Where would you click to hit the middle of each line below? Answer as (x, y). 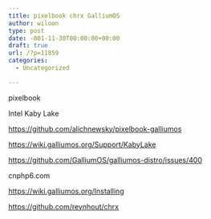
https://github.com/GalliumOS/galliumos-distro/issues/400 (105, 160)
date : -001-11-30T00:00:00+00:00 (64, 38)
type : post (26, 30)
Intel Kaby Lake (34, 113)
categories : (28, 61)
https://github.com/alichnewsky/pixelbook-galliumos (95, 128)
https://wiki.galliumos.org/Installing (66, 191)
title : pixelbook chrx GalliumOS (64, 16)
